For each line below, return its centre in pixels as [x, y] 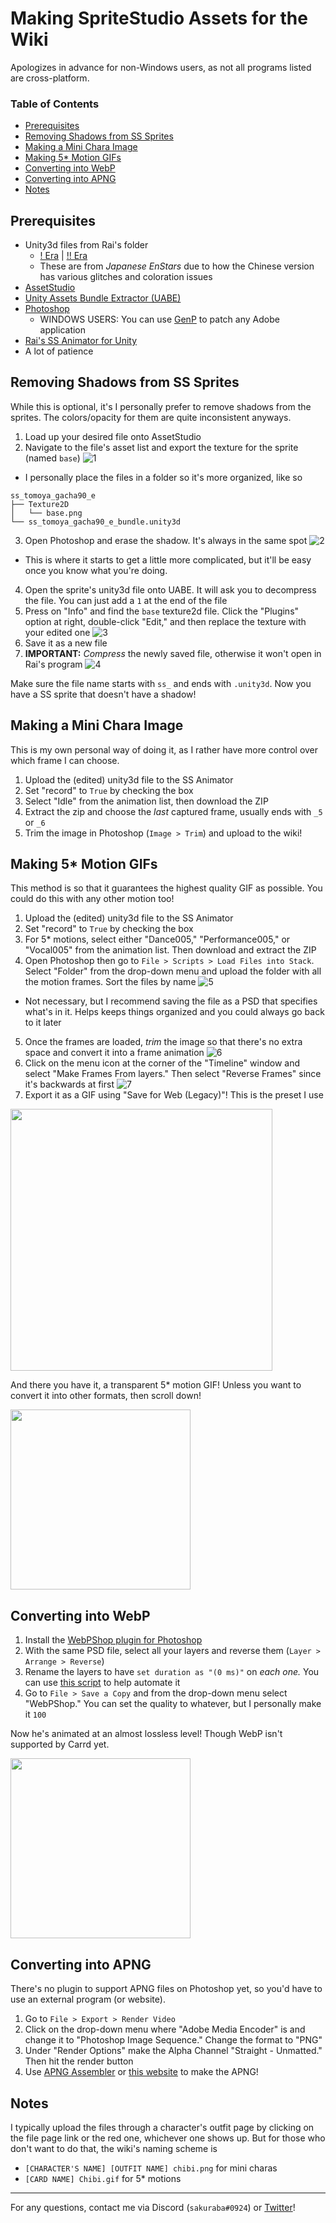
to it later [43, 1023]
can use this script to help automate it [102, 1683]
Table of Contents [55, 104]
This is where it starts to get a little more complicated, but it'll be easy [168, 559]
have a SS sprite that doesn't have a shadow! [103, 694]
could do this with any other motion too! [92, 899]
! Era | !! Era [63, 256]
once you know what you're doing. [96, 570]
